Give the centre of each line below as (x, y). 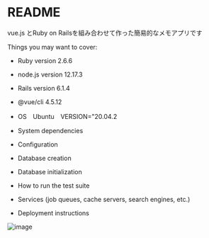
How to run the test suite (53, 186)
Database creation (45, 158)
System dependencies (50, 130)
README (34, 12)
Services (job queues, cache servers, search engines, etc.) (104, 199)
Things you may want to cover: (52, 47)
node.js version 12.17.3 (50, 74)
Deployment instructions (53, 212)
